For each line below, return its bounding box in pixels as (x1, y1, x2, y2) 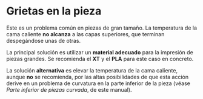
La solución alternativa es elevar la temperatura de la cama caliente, (6, 66, 178, 74)
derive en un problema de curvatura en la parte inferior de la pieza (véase (6, 80, 191, 87)
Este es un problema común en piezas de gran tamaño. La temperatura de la (6, 24, 198, 31)
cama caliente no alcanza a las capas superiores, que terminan (6, 30, 165, 37)
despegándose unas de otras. (6, 37, 81, 44)
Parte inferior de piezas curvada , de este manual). (6, 86, 132, 93)
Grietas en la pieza (6, 4, 102, 18)
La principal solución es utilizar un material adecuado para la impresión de (6, 48, 194, 56)
